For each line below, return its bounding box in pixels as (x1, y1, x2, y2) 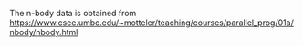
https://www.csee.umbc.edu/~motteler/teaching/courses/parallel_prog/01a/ (9, 17, 294, 28)
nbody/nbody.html (9, 27, 78, 37)
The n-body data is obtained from (9, 8, 137, 18)
